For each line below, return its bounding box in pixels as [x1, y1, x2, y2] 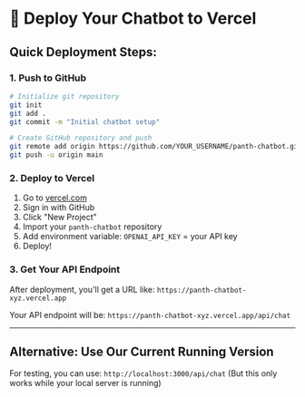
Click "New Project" [22, 212, 97, 223]
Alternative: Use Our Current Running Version [9, 344, 274, 359]
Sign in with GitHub [22, 202, 95, 213]
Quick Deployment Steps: [9, 44, 157, 60]
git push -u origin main [9, 150, 103, 160]
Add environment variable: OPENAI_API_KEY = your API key [22, 231, 238, 242]
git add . [9, 109, 47, 118]
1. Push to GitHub [9, 72, 87, 84]
